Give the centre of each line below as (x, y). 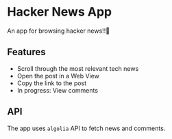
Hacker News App (59, 12)
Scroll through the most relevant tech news (78, 68)
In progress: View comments (57, 90)
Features (26, 52)
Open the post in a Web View (58, 76)
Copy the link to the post (52, 83)
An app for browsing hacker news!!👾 (59, 31)
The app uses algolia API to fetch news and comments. (86, 128)
